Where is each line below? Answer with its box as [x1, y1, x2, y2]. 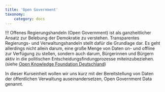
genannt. [5, 81, 24, 87]
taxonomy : [5, 12, 26, 17]
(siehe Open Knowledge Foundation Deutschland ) [5, 61, 106, 67]
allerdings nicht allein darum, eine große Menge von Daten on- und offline [5, 45, 155, 52]
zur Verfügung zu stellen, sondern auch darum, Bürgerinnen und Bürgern [5, 51, 154, 57]
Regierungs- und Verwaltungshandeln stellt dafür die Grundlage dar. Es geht [5, 40, 161, 46]
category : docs [14, 16, 45, 21]
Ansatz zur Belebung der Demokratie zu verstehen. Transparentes [5, 35, 139, 41]
